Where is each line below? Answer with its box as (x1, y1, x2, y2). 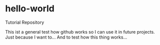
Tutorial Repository (5, 19, 44, 25)
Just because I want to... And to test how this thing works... (5, 34, 127, 40)
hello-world (5, 3, 55, 14)
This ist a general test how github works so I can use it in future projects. (5, 29, 155, 35)
